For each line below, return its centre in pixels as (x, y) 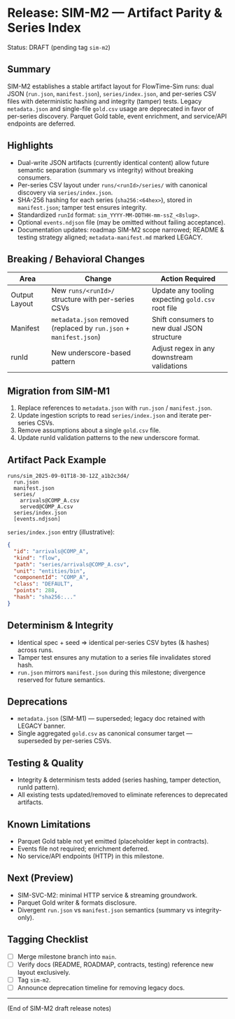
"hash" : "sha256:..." (45, 597)
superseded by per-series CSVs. (64, 741)
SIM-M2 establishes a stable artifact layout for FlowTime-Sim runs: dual (111, 86)
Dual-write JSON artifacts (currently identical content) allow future (113, 162)
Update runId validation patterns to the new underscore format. (109, 438)
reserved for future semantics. (61, 679)
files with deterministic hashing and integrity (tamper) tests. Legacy (105, 101)
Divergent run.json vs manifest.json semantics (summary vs (106, 910)
